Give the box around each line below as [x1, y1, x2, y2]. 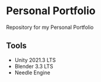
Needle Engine [14, 69, 51, 76]
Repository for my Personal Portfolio [6, 24, 94, 31]
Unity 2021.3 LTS [14, 56, 56, 63]
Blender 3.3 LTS [14, 63, 53, 70]
